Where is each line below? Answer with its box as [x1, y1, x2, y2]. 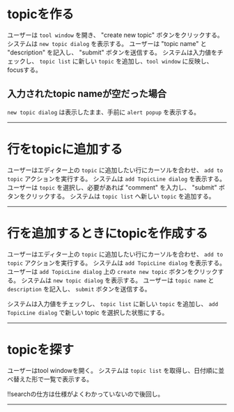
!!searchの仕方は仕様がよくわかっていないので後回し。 [7, 390, 164, 398]
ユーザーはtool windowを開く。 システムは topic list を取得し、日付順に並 [7, 366, 225, 374]
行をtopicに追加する [7, 141, 123, 157]
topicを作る [7, 6, 75, 22]
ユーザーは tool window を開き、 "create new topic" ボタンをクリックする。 [7, 31, 224, 39]
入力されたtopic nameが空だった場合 [7, 88, 167, 100]
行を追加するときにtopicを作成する [7, 225, 208, 241]
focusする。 [7, 66, 42, 74]
